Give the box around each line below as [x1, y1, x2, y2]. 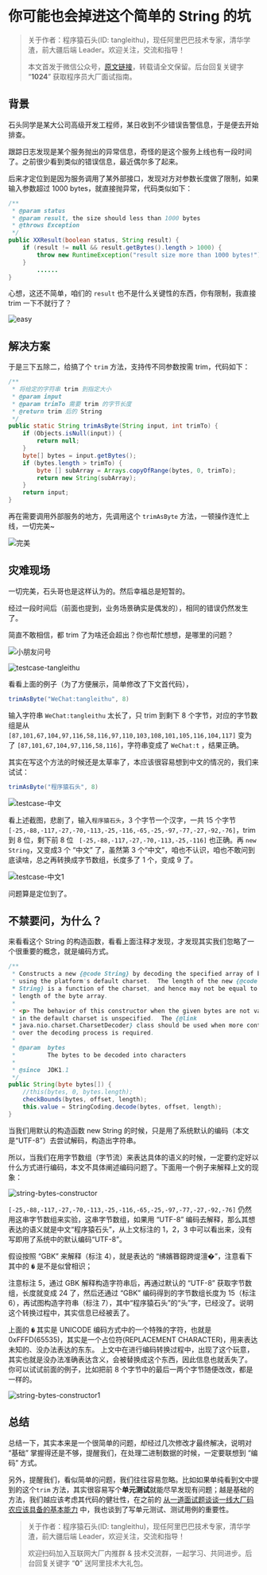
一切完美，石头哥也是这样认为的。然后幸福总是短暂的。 [8, 586, 189, 596]
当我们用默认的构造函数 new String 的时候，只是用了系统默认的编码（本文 [8, 1125, 250, 1135]
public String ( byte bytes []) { [8, 1081, 112, 1089]
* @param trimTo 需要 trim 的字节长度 [11, 400, 132, 408]
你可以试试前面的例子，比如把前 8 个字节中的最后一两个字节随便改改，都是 [8, 1364, 253, 1374]
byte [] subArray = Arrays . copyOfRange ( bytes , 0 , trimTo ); [37, 466, 237, 474]
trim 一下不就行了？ [8, 299, 72, 308]
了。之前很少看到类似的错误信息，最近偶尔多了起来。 [8, 157, 183, 166]
